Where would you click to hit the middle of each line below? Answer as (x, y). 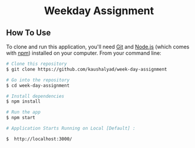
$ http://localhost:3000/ (39, 139)
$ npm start (21, 118)
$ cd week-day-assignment (38, 85)
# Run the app (24, 112)
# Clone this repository (37, 64)
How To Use (29, 33)
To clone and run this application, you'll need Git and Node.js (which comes (98, 47)
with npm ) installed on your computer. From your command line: (84, 53)
